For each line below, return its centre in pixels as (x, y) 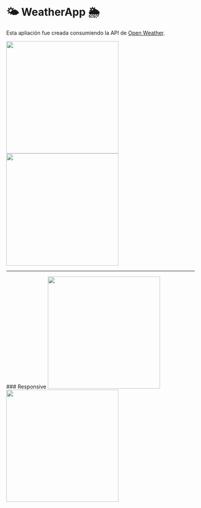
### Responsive (26, 387)
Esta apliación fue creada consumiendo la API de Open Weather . (86, 33)
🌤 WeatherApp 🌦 (53, 12)
